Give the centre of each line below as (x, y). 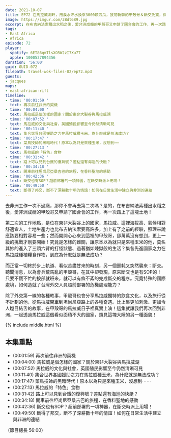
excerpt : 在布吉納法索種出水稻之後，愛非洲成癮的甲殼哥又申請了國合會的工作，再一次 (84, 24)
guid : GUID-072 (21, 67)
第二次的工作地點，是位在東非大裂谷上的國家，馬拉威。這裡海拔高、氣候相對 (85, 223)
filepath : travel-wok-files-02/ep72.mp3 (49, 72)
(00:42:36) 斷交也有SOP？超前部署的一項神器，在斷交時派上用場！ (83, 406)
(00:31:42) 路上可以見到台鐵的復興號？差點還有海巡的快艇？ (75, 394)
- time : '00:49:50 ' (27, 186)
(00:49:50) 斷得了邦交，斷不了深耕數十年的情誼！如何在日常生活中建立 (87, 413)
